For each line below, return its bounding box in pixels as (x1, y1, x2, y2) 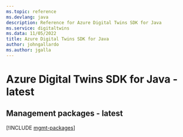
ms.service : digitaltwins (6, 25, 69, 31)
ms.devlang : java (6, 14, 49, 20)
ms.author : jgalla (6, 47, 51, 53)
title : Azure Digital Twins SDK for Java (6, 36, 109, 42)
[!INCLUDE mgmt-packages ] (6, 124, 75, 131)
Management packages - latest (6, 109, 124, 119)
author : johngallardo (6, 42, 59, 48)
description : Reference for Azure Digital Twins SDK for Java (6, 19, 162, 25)
